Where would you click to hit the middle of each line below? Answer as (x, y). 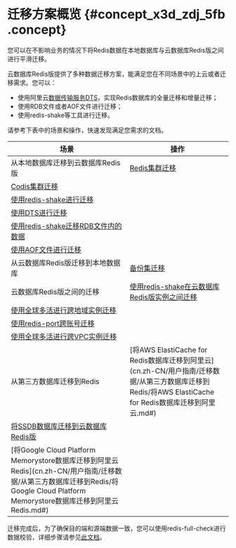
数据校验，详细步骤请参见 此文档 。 (57, 537)
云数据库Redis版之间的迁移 (55, 292)
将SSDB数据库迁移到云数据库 (59, 426)
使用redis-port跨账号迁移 (53, 323)
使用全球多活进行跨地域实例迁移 (64, 310)
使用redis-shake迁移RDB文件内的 (66, 226)
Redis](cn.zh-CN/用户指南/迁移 (63, 471)
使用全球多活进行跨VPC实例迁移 (64, 337)
